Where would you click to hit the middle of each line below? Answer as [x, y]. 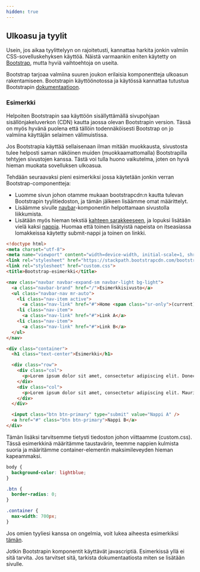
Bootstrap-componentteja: [39, 183]
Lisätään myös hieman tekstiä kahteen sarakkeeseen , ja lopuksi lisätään [103, 220]
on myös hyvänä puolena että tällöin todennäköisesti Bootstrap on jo [90, 128]
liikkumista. [29, 214]
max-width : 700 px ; [35, 516]
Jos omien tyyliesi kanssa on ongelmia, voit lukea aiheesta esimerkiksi [92, 533]
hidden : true [22, 12]
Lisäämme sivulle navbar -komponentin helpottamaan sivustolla [92, 207]
